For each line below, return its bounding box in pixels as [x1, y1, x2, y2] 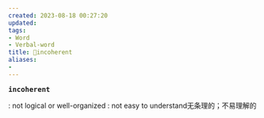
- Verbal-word [8, 41, 55, 49]
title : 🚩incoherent [8, 48, 73, 56]
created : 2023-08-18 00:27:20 [8, 11, 109, 20]
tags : [8, 26, 26, 34]
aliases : [8, 56, 37, 64]
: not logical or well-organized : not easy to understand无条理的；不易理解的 [8, 101, 257, 110]
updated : [8, 19, 37, 27]
